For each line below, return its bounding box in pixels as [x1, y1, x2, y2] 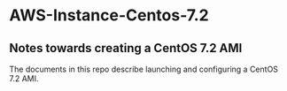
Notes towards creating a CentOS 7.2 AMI [9, 41, 243, 56]
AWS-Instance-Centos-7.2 [9, 5, 210, 26]
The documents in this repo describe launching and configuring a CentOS [9, 64, 279, 74]
